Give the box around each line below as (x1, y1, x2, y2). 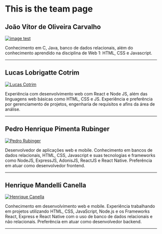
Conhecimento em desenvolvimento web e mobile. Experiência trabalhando (5, 203, 155, 209)
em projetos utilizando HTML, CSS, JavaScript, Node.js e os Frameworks (5, 208, 150, 214)
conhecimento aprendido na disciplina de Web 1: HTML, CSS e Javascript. (5, 50, 152, 56)
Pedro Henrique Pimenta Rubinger (5, 125, 110, 133)
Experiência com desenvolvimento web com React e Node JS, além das (5, 91, 148, 96)
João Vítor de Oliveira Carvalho (5, 23, 101, 31)
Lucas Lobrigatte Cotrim (5, 69, 80, 77)
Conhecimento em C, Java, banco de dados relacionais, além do (5, 45, 134, 50)
